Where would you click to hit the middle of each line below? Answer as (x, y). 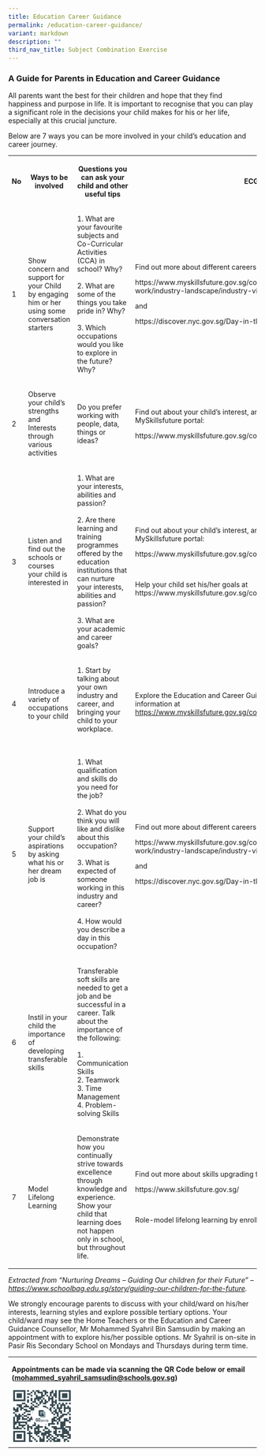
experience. (96, 1197)
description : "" (35, 42)
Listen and (45, 541)
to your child (48, 716)
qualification (97, 771)
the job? (90, 796)
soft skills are (98, 980)
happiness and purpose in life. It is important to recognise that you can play (131, 104)
